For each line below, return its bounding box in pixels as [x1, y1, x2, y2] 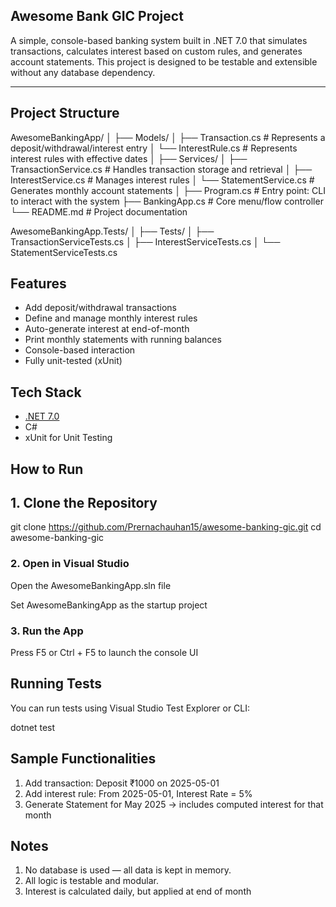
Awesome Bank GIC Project [10, 8, 184, 25]
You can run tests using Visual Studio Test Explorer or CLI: [10, 702, 251, 714]
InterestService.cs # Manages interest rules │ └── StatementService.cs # [10, 174, 315, 186]
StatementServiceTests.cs [10, 246, 118, 258]
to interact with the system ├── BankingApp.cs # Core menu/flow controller [10, 195, 324, 207]
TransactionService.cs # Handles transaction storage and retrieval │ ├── [10, 163, 313, 175]
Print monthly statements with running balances [24, 334, 222, 346]
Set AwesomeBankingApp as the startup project [10, 599, 208, 611]
